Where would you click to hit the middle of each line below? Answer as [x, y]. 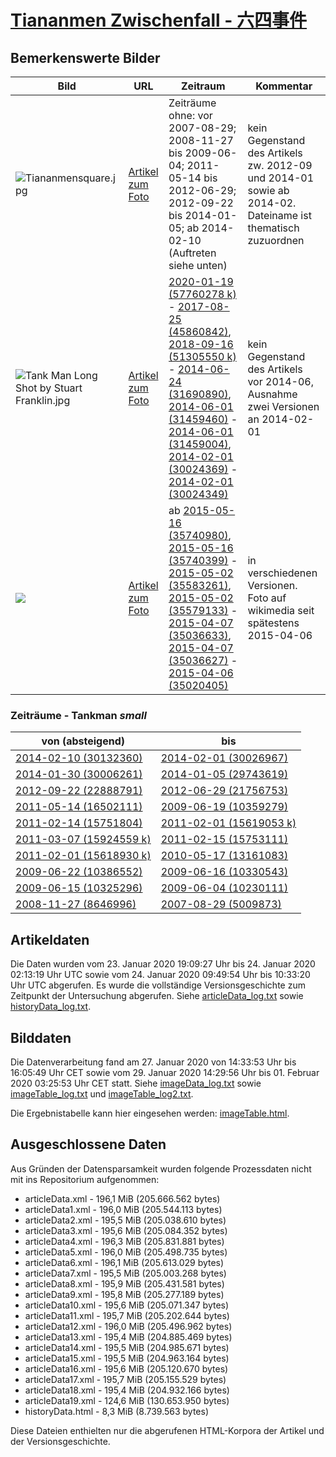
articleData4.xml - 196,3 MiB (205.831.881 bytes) [124, 1241]
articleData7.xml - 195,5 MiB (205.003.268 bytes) [125, 1273]
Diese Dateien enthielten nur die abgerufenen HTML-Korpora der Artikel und [167, 1430]
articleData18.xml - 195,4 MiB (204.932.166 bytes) [127, 1390]
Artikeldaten [50, 939]
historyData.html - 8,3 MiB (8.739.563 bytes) [117, 1411]
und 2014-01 [281, 178]
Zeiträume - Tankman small [78, 715]
